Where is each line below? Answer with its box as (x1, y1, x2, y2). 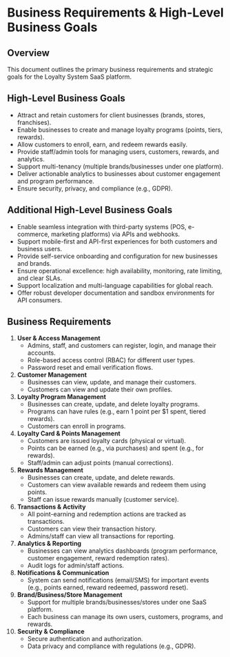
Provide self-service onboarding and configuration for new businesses (17, 252, 218, 260)
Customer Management (17, 371, 87, 379)
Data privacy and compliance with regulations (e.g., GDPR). (27, 642, 196, 650)
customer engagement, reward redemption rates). (27, 554, 170, 562)
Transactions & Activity (17, 502, 86, 511)
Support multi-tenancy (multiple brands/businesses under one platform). (17, 162, 224, 170)
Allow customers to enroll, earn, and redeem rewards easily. (17, 140, 188, 148)
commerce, (17, 230, 50, 238)
